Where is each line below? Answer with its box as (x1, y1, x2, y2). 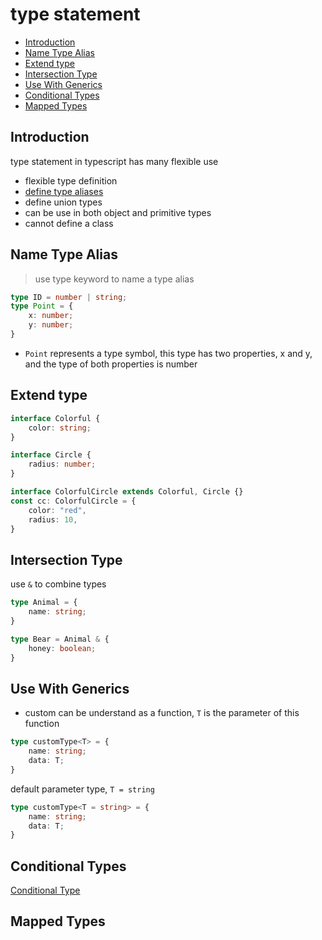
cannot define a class (24, 217, 114, 229)
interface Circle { (10, 450, 92, 460)
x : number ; (28, 311, 74, 321)
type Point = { (10, 301, 74, 312)
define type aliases (24, 185, 104, 197)
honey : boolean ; (28, 643, 97, 653)
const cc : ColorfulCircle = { (10, 496, 137, 506)
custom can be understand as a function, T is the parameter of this (24, 707, 300, 719)
